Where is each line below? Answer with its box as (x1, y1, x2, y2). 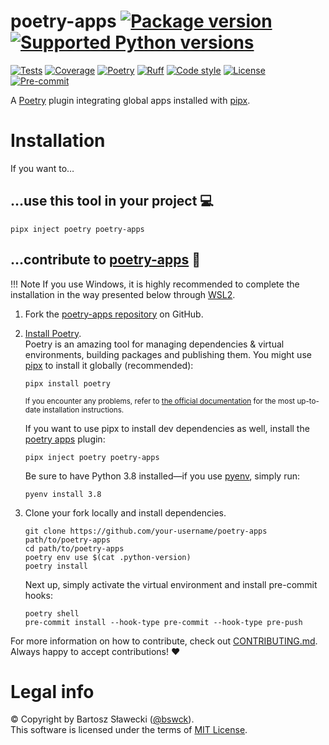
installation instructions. (42, 405, 125, 415)
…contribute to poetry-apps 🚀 (10, 251, 202, 269)
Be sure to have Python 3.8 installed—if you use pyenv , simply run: (24, 470, 301, 482)
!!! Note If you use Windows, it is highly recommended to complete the (10, 278, 300, 290)
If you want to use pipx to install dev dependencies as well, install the (24, 422, 310, 434)
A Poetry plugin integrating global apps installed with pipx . (10, 94, 251, 106)
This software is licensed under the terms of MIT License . (10, 724, 248, 736)
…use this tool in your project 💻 (10, 193, 214, 210)
